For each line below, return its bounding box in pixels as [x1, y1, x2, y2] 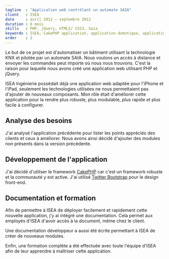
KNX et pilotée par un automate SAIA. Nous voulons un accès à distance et [5, 54, 161, 60]
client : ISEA [5, 12, 39, 17]
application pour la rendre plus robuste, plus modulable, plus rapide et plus [5, 96, 161, 102]
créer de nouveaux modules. [5, 233, 65, 239]
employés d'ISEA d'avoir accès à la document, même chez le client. [5, 218, 145, 224]
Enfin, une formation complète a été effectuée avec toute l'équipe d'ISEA [5, 243, 156, 249]
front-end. [5, 179, 27, 185]
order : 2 [5, 36, 33, 41]
